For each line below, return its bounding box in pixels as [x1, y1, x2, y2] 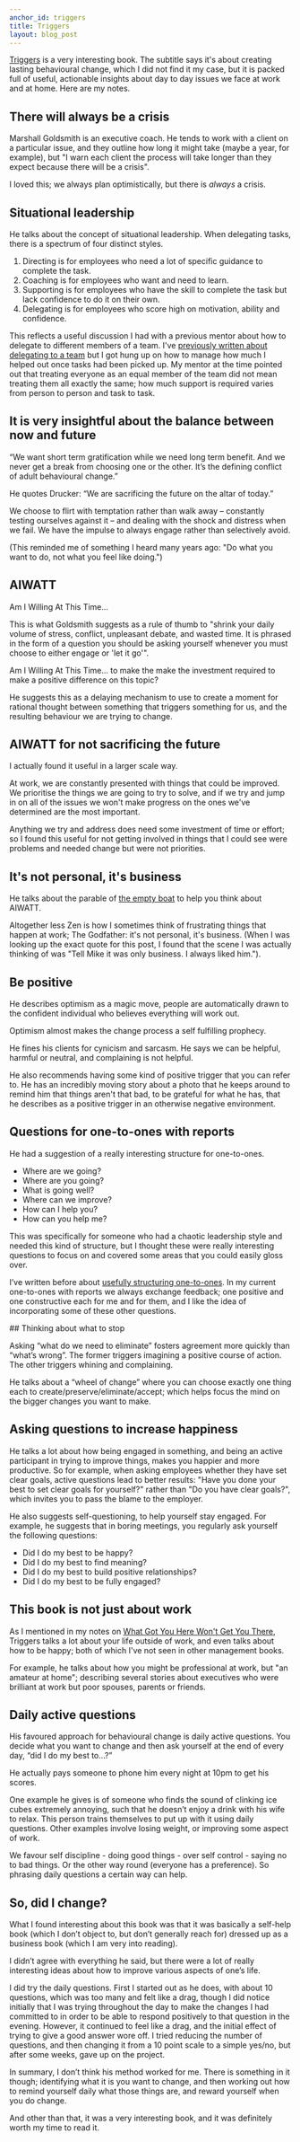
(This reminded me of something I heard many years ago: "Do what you [9, 542, 273, 552]
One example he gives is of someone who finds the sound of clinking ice [9, 1794, 278, 1805]
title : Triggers [9, 22, 70, 31]
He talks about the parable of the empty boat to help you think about [9, 893, 262, 904]
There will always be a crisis [9, 109, 170, 124]
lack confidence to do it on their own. [21, 294, 160, 304]
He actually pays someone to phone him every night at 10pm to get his [9, 1767, 270, 1778]
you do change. [9, 2095, 67, 2106]
